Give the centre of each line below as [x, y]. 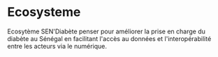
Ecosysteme [44, 12]
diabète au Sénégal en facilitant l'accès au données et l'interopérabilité [109, 38]
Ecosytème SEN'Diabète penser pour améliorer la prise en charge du [107, 31]
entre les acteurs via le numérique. [57, 46]
